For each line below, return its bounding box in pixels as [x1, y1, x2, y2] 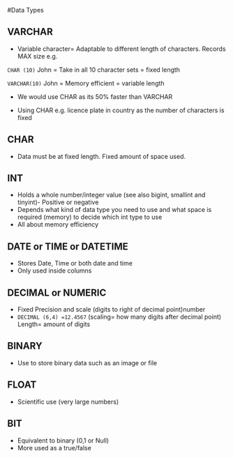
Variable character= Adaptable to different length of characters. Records [17, 45, 226, 53]
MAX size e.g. [17, 52, 58, 60]
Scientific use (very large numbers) [17, 397, 119, 406]
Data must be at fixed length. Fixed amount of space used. [17, 152, 186, 160]
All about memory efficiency [17, 220, 99, 229]
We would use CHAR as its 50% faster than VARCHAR [17, 92, 173, 100]
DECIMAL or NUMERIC [7, 287, 107, 298]
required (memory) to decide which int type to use [17, 213, 163, 222]
